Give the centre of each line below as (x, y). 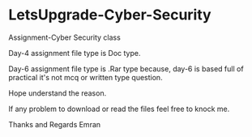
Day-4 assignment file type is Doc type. (75, 53)
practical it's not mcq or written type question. (86, 77)
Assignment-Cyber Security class (65, 37)
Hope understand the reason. (58, 93)
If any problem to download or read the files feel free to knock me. (119, 109)
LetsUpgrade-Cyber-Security (110, 15)
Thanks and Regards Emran (55, 124)
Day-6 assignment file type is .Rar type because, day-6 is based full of (126, 68)
